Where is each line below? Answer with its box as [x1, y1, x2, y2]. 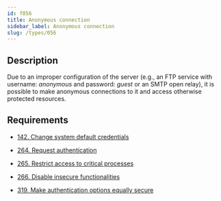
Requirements [7, 115, 68, 126]
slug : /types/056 [7, 29, 57, 36]
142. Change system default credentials [16, 132, 129, 141]
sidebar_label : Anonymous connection [7, 23, 115, 29]
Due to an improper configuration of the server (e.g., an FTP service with [7, 73, 213, 81]
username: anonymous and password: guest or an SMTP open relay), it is [7, 80, 214, 88]
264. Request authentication [16, 145, 97, 154]
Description [7, 54, 58, 66]
